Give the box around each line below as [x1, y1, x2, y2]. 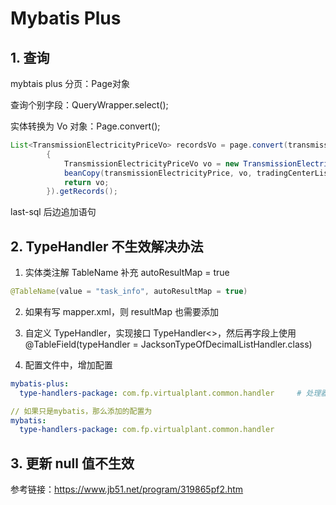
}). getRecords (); [46, 187, 118, 197]
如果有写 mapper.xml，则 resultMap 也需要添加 [24, 305, 219, 317]
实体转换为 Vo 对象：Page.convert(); [10, 120, 161, 132]
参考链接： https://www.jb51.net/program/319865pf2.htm [10, 483, 244, 496]
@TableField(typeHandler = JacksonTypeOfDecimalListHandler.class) [24, 338, 313, 350]
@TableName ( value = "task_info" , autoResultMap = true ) [10, 287, 248, 297]
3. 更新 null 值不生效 [10, 455, 135, 472]
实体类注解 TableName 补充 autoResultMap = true [24, 267, 230, 279]
